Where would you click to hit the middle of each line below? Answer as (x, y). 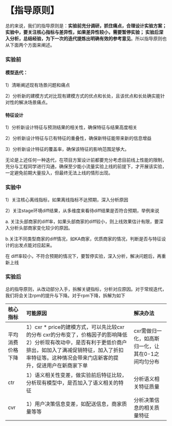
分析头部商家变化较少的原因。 (41, 228)
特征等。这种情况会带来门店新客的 (72, 358)
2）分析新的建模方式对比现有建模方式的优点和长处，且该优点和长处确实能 (83, 96)
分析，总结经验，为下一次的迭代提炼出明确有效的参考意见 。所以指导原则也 (88, 38)
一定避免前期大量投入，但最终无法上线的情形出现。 (59, 173)
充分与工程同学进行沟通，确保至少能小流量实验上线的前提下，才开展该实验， (86, 167)
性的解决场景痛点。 (30, 103)
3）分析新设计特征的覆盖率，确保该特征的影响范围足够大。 (67, 149)
